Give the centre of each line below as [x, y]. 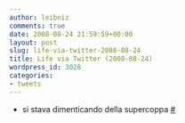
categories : [31, 76]
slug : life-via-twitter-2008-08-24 [75, 51]
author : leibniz [39, 17]
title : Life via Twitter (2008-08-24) [81, 59]
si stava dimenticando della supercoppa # [99, 109]
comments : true [37, 26]
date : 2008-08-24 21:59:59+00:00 [71, 34]
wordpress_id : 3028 [45, 68]
